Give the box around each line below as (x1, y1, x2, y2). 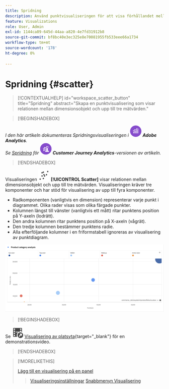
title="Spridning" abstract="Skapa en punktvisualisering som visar (17, 100, 156, 106)
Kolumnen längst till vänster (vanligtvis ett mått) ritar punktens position (12, 207, 159, 214)
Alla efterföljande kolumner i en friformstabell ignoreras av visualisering (12, 229, 161, 235)
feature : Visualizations (5, 19, 57, 24)
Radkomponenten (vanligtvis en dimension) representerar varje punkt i (12, 197, 159, 203)
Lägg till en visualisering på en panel (17, 368, 94, 374)
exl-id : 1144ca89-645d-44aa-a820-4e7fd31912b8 (5, 29, 105, 35)
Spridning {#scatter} (5, 78, 94, 90)
